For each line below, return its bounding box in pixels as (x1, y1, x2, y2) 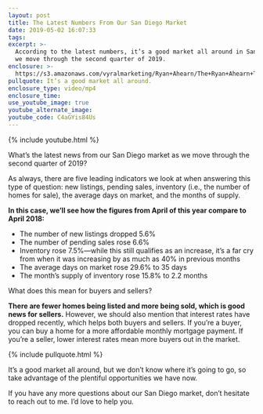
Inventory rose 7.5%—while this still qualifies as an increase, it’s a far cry (19, 245, 254, 255)
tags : (8, 33, 26, 42)
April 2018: (8, 213, 45, 223)
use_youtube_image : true (8, 99, 89, 107)
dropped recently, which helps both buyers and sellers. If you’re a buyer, (8, 318, 243, 327)
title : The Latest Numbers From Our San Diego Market (8, 19, 188, 27)
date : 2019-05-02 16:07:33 (8, 26, 96, 34)
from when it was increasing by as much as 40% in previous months (19, 254, 241, 263)
